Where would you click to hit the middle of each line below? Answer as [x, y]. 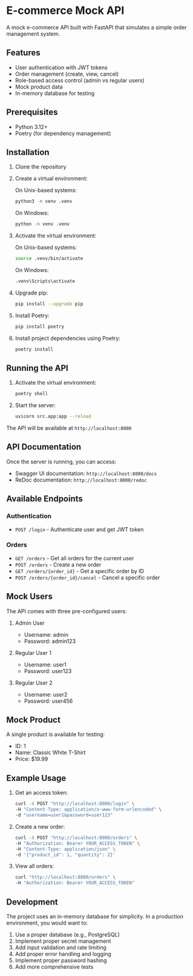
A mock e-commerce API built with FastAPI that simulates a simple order [97, 27]
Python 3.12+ [31, 127]
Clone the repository [41, 167]
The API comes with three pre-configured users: [67, 611]
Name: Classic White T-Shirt [50, 752]
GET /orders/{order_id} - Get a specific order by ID [79, 571]
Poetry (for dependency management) [63, 133]
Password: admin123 [50, 641]
